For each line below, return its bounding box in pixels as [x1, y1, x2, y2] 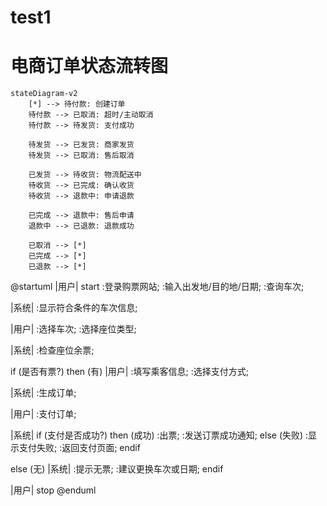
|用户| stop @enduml [10, 484, 97, 496]
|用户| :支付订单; [10, 408, 77, 420]
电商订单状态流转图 [10, 55, 169, 78]
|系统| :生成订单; [10, 387, 77, 399]
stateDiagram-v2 [10, 89, 78, 99]
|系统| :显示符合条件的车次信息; [10, 302, 138, 314]
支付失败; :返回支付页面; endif [18, 442, 141, 454]
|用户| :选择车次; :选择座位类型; [10, 323, 137, 335]
